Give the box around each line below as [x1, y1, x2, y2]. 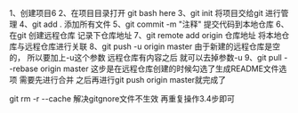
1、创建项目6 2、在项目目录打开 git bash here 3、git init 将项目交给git [9, 8, 264, 18]
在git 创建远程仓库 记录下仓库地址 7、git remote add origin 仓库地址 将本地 [9, 30, 282, 40]
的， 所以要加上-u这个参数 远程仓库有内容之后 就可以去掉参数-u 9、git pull [9, 52, 282, 62]
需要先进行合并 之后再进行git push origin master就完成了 [19, 75, 227, 85]
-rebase [9, 63, 38, 74]
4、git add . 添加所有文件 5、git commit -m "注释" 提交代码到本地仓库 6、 [19, 19, 289, 29]
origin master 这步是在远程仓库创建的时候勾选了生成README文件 [39, 63, 279, 74]
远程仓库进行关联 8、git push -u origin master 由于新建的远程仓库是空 [24, 41, 280, 52]
